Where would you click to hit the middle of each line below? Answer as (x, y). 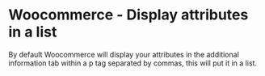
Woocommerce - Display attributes (128, 15)
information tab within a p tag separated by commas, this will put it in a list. (132, 63)
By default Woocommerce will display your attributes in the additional (124, 54)
